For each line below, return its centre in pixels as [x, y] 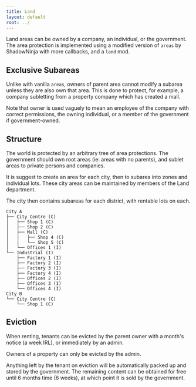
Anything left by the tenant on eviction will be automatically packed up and [96, 365]
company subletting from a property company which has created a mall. [93, 97]
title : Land [21, 11]
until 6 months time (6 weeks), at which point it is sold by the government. [96, 378]
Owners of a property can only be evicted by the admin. [74, 354]
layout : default [26, 17]
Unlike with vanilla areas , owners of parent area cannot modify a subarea [94, 84]
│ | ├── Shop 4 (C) [35, 237]
